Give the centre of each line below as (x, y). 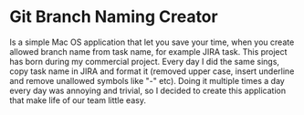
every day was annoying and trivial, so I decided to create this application (147, 90)
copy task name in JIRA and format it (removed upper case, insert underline (152, 71)
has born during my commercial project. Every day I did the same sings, (145, 61)
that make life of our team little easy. (78, 100)
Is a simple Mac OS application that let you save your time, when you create (152, 42)
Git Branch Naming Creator (114, 17)
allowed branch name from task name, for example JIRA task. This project (148, 51)
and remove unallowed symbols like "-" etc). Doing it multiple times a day (147, 80)
